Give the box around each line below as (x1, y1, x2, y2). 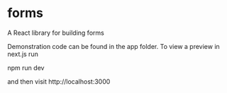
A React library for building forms (7, 28, 104, 37)
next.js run (7, 50, 39, 58)
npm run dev (7, 63, 45, 72)
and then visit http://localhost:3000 (7, 77, 111, 86)
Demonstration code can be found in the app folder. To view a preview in (7, 42, 220, 50)
